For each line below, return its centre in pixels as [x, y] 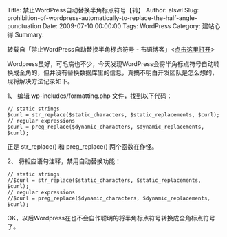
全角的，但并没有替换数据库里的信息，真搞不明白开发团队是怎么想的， [118, 72]
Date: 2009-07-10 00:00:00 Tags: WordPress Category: [121, 26]
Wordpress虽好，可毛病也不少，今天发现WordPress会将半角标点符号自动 [110, 64]
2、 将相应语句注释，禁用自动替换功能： [64, 161]
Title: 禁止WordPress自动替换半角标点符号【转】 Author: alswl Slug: [103, 10]
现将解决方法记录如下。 [40, 81]
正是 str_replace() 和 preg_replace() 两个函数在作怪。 [83, 146]
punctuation [24, 26]
